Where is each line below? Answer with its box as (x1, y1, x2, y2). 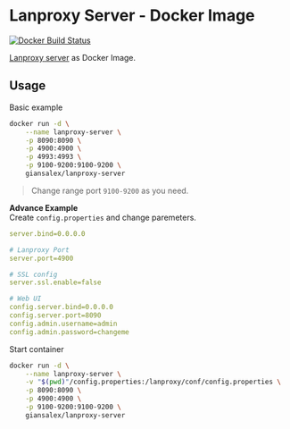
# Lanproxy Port (9, 245, 70, 255)
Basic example (9, 102, 63, 113)
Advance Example (9, 202, 79, 213)
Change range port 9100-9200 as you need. (30, 185, 189, 196)
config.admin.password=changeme (9, 327, 129, 336)
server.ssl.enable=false (9, 278, 102, 287)
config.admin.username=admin (9, 319, 118, 328)
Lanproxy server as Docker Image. (9, 52, 137, 63)
